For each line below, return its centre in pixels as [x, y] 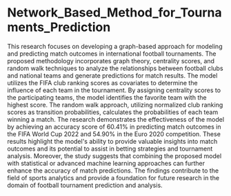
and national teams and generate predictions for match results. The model [112, 75]
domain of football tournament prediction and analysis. [85, 185]
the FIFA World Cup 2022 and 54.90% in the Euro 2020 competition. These [114, 134]
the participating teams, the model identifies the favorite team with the [107, 97]
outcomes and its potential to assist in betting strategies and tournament [110, 149]
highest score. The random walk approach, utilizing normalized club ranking [115, 105]
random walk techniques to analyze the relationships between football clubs [115, 68]
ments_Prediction [59, 27]
